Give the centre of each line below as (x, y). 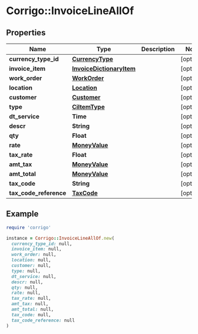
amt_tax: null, (30, 304)
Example (22, 214)
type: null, (26, 271)
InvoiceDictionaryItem (104, 69)
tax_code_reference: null (43, 320)
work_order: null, (34, 254)
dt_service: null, (34, 276)
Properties (26, 33)
